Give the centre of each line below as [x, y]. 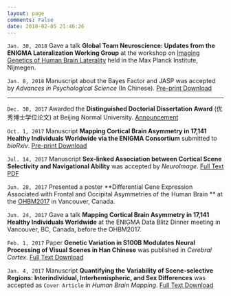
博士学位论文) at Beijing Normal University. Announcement [96, 117]
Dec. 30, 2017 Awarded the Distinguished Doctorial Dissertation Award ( [112, 109]
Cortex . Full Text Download [45, 258]
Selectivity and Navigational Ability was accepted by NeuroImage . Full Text [115, 166]
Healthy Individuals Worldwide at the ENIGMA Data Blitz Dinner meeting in [114, 222]
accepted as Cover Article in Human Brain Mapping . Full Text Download [110, 285]
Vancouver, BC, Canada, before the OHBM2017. [75, 229]
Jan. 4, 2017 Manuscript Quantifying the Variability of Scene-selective [110, 271]
